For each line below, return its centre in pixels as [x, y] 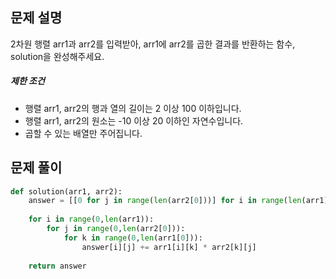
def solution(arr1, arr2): [66, 191]
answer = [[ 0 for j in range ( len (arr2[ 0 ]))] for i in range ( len [165, 201]
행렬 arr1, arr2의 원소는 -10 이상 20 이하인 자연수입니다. [134, 120]
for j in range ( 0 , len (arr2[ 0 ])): [116, 229]
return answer [57, 266]
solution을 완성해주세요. [57, 56]
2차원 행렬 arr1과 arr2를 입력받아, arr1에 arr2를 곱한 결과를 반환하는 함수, [153, 44]
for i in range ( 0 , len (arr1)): [91, 219]
